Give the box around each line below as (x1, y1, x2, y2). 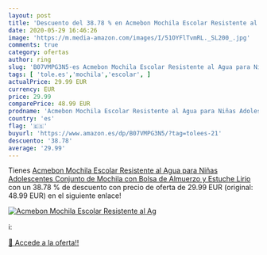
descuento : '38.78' (8, 136, 73, 145)
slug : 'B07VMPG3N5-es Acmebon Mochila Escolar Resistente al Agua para (8, 63, 250, 71)
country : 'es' (8, 115, 56, 123)
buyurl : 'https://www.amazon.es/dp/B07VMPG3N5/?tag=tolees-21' (8, 129, 222, 137)
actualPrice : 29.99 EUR (8, 78, 87, 86)
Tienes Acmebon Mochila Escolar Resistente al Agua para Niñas (8, 166, 219, 175)
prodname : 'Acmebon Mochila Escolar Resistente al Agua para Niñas (8, 108, 237, 116)
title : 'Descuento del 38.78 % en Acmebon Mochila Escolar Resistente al (8, 19, 258, 27)
